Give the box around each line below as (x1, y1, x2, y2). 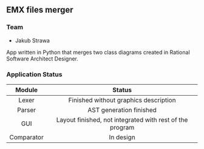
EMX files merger (6, 5, 73, 15)
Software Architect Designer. (6, 55, 79, 62)
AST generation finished (87, 105, 157, 114)
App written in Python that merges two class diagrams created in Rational (6, 48, 190, 56)
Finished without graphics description (68, 96, 176, 104)
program (109, 123, 135, 131)
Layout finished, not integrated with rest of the (56, 115, 188, 124)
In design (109, 133, 135, 141)
